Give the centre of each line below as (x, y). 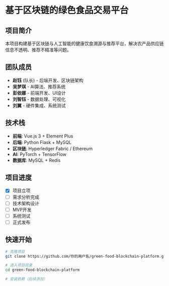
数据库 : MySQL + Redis (36, 160)
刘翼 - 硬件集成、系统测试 (39, 105)
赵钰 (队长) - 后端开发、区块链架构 (48, 80)
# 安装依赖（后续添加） (26, 279)
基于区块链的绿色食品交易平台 (67, 10)
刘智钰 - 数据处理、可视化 (39, 99)
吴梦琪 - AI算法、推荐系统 (39, 87)
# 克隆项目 (15, 252)
